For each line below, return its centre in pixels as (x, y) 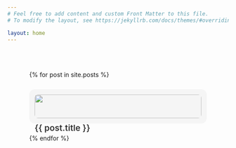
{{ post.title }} (63, 128)
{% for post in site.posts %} (69, 75)
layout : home (26, 33)
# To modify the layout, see (50, 20)
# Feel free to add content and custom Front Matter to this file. (108, 14)
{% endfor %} (49, 138)
